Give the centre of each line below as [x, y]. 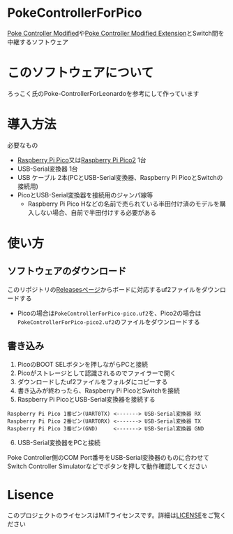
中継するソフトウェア [38, 42]
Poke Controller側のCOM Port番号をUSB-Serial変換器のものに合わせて [108, 457]
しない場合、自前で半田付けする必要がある [95, 212]
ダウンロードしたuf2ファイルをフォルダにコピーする [92, 381]
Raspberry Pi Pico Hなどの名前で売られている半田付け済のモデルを [123, 204]
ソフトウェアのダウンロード [67, 271]
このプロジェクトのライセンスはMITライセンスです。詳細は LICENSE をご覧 [114, 515]
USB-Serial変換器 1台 [47, 169]
